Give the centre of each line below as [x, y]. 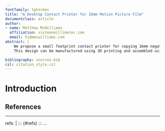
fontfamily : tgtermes [27, 10]
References [23, 107]
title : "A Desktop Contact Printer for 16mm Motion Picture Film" [74, 14]
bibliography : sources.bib [33, 60]
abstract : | [17, 42]
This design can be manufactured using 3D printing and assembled [83, 51]
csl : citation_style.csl [30, 65]
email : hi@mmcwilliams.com [37, 37]
